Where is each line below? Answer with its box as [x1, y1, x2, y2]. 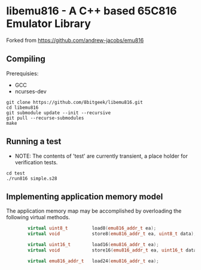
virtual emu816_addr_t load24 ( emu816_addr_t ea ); [28, 258, 160, 264]
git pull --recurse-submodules [6, 115, 84, 121]
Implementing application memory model [6, 191, 163, 201]
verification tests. [14, 158, 58, 165]
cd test [6, 170, 26, 176]
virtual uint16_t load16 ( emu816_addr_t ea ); [28, 242, 160, 248]
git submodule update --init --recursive [6, 109, 111, 116]
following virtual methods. [6, 214, 71, 221]
